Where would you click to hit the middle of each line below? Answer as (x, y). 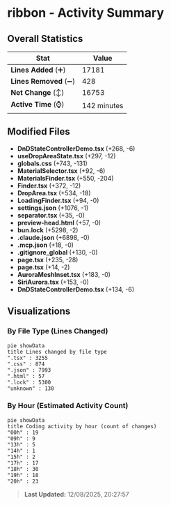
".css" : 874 (26, 364)
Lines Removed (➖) (43, 81)
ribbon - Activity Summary (86, 13)
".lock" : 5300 (29, 382)
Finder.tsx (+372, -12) (49, 186)
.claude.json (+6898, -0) (54, 237)
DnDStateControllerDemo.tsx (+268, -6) (76, 149)
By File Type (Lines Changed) (58, 331)
